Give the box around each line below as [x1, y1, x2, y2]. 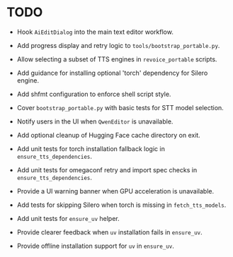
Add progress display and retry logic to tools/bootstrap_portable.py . [16, 41, 220, 49]
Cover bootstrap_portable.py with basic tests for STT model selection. [16, 103, 224, 112]
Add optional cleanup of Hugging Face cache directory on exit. [16, 131, 201, 139]
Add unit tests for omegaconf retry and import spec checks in [16, 165, 198, 174]
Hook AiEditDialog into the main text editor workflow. [16, 28, 174, 36]
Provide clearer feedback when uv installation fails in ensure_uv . [16, 227, 203, 237]
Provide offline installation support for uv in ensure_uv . [16, 241, 174, 250]
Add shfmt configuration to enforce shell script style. [16, 90, 171, 98]
